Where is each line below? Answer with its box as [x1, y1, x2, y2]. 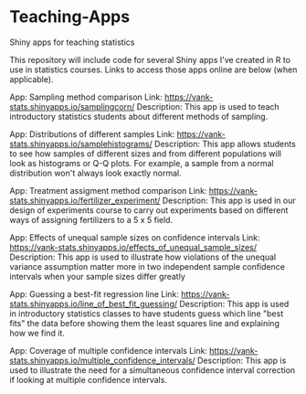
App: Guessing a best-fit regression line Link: [9, 288, 180, 299]
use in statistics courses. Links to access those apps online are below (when [9, 64, 298, 75]
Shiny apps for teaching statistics [9, 37, 135, 48]
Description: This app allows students [153, 138, 297, 149]
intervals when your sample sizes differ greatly [9, 271, 185, 282]
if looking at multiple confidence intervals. [9, 374, 167, 385]
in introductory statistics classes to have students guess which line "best [9, 308, 284, 319]
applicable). [9, 73, 54, 84]
